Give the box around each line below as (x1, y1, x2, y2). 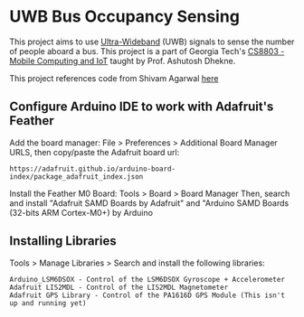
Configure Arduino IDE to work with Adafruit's (9, 99, 274, 115)
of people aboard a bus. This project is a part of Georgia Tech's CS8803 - (9, 45, 285, 56)
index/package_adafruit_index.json (9, 172, 144, 182)
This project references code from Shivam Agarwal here (9, 72, 219, 83)
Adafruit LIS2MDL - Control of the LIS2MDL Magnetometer (9, 283, 229, 292)
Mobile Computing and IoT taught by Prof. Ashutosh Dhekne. (9, 55, 236, 66)
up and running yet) (9, 298, 88, 308)
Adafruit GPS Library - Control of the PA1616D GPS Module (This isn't (9, 291, 285, 300)
